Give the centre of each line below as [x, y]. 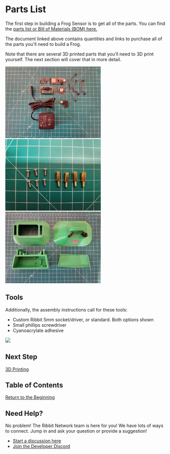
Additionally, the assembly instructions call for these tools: [66, 309]
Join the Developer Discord [41, 446]
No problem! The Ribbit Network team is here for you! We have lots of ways [84, 425]
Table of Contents [34, 385]
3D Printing [17, 369]
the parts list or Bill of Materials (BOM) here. [51, 29]
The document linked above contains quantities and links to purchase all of [84, 39]
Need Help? [24, 413]
